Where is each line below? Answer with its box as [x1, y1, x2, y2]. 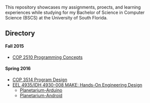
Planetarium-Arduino [19, 87, 63, 93]
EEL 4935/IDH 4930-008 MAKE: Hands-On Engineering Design [12, 82, 143, 88]
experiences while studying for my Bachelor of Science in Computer [5, 9, 145, 15]
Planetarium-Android [19, 92, 63, 99]
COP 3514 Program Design [12, 77, 68, 83]
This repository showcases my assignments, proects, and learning [5, 4, 141, 10]
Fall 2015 [5, 43, 24, 49]
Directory [5, 29, 35, 38]
